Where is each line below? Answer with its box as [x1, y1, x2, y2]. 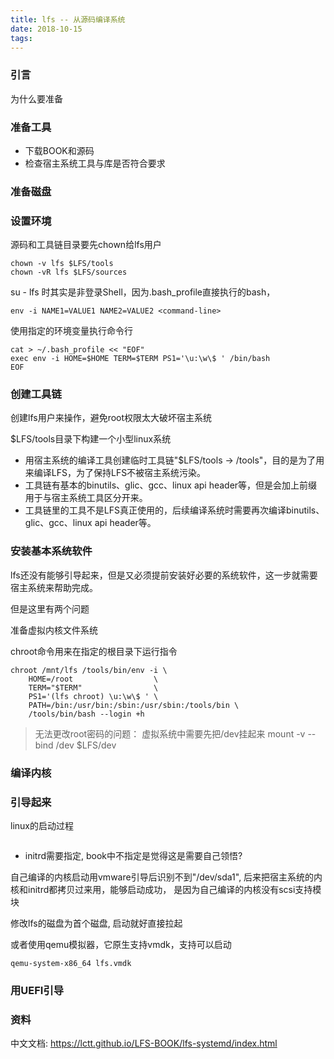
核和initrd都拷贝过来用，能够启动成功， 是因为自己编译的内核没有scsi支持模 [10, 884, 322, 895]
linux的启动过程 [10, 820, 74, 831]
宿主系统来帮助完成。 [10, 581, 98, 593]
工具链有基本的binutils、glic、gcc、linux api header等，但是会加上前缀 [24, 479, 318, 491]
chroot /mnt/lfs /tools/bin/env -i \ [10, 665, 168, 675]
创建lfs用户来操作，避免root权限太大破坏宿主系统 [10, 412, 213, 424]
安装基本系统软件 [10, 544, 93, 558]
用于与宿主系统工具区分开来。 [24, 492, 148, 504]
